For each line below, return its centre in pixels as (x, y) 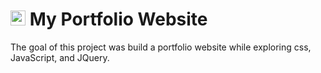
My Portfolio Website (118, 19)
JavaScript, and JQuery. (60, 57)
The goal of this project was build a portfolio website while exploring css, (161, 47)
